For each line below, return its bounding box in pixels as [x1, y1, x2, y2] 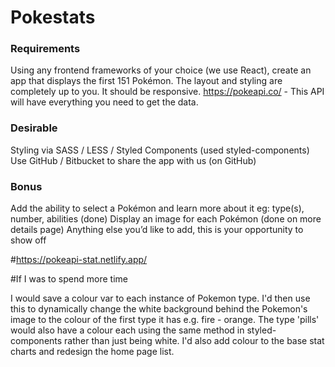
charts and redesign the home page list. [10, 346, 175, 358]
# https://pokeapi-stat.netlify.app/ [10, 254, 148, 266]
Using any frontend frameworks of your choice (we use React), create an [10, 64, 312, 76]
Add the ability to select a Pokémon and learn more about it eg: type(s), [10, 202, 305, 215]
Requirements [10, 42, 81, 56]
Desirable [10, 121, 58, 135]
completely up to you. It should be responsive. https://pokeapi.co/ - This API [10, 86, 325, 98]
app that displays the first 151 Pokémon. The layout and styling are [10, 75, 283, 87]
